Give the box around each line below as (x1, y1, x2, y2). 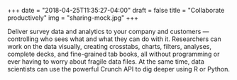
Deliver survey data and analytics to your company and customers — (7, 28, 209, 35)
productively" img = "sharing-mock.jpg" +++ (7, 13, 139, 22)
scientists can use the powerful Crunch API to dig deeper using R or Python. (7, 65, 231, 73)
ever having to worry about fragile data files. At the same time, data (7, 57, 204, 66)
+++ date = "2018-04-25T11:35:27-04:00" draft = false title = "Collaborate (7, 6, 225, 14)
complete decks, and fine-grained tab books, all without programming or (7, 50, 220, 58)
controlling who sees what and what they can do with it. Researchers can (7, 35, 221, 43)
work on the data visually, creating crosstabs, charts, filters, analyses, (7, 42, 211, 50)
